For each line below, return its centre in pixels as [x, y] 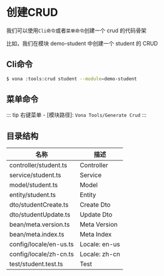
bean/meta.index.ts [37, 235]
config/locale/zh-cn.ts [42, 254]
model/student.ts [34, 185]
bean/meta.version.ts [39, 224]
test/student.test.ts [36, 264]
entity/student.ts [33, 195]
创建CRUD [32, 12]
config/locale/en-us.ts [42, 244]
